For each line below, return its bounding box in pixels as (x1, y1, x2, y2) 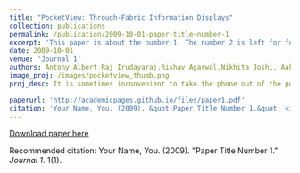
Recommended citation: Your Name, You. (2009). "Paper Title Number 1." (9, 145, 279, 156)
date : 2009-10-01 (9, 46, 74, 55)
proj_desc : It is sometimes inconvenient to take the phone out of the (9, 79, 281, 88)
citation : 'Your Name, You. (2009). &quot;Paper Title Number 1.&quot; (9, 103, 281, 112)
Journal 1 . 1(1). (9, 155, 62, 166)
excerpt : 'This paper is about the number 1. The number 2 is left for (9, 37, 281, 47)
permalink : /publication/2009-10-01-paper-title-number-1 (9, 29, 229, 38)
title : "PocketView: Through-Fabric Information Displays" (9, 12, 234, 22)
